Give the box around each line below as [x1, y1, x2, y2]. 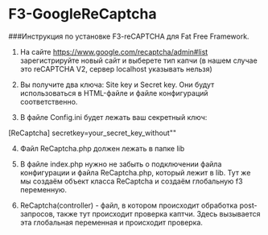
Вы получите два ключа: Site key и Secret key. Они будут [19, 80, 215, 89]
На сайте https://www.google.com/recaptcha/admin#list [19, 47, 208, 56]
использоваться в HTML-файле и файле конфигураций [19, 88, 208, 97]
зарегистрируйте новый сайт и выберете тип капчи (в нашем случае [19, 56, 258, 65]
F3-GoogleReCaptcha [8, 5, 157, 23]
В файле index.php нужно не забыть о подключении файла [19, 159, 222, 169]
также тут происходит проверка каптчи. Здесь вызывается [56, 208, 261, 218]
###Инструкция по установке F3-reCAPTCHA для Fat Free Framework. [8, 31, 249, 41]
